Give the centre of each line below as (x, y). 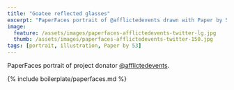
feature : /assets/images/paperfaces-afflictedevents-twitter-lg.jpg (115, 33)
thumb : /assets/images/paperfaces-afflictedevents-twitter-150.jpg (114, 39)
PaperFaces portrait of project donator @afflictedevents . (88, 65)
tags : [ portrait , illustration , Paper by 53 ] (74, 46)
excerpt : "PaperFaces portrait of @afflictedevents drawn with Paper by (115, 20)
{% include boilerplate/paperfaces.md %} (67, 79)
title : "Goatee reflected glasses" (59, 13)
